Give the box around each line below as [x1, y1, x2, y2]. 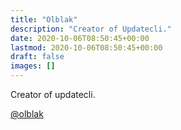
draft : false [10, 52, 65, 62]
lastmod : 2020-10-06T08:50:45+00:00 [10, 42, 163, 53]
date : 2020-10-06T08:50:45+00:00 [10, 33, 150, 43]
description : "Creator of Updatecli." [10, 24, 172, 34]
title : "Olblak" [10, 14, 78, 25]
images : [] [10, 61, 56, 71]
